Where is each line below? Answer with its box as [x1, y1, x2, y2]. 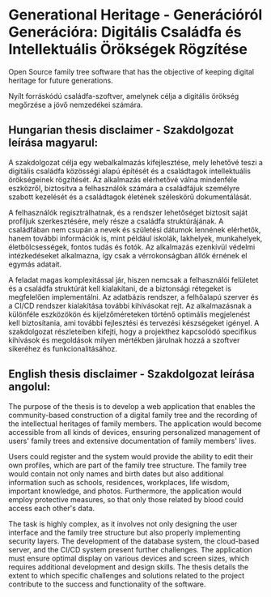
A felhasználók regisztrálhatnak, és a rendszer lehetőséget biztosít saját [8, 207, 248, 217]
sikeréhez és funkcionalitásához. [8, 343, 117, 353]
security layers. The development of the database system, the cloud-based [8, 536, 260, 546]
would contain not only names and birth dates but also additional [8, 468, 224, 479]
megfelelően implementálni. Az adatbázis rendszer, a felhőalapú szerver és [8, 292, 259, 301]
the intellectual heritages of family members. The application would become [8, 419, 262, 429]
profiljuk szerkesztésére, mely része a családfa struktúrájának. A [8, 216, 224, 226]
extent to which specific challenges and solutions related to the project [8, 570, 245, 580]
